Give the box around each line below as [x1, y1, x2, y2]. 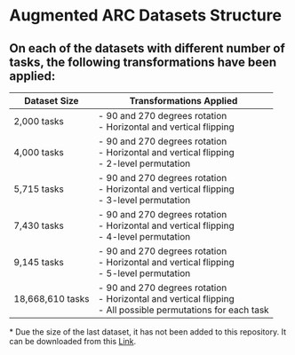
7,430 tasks [13, 219, 65, 232]
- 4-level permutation [97, 231, 191, 242]
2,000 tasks [13, 115, 65, 127]
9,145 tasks [13, 256, 65, 268]
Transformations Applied [129, 95, 238, 106]
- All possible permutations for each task [97, 304, 269, 316]
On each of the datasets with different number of [9, 41, 286, 56]
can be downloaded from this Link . [9, 336, 137, 346]
